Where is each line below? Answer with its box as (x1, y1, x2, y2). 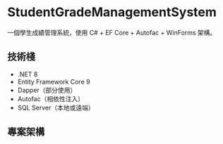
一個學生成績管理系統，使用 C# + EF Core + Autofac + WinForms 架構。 (7, 28, 217, 37)
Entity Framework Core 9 (17, 77, 90, 86)
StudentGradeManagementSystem (7, 4, 217, 20)
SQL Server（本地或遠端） (17, 103, 95, 112)
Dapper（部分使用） (17, 86, 77, 94)
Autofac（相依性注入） (17, 94, 85, 103)
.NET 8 (17, 70, 38, 78)
